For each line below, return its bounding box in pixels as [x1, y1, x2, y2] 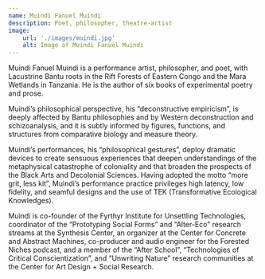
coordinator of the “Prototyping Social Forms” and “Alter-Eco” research [8, 220, 241, 230]
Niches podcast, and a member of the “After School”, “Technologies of [8, 245, 240, 255]
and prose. [8, 88, 44, 98]
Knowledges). [8, 196, 54, 206]
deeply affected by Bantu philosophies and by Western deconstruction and [8, 112, 254, 122]
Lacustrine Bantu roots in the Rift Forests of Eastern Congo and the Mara [8, 72, 247, 81]
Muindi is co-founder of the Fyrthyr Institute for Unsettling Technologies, [8, 211, 247, 221]
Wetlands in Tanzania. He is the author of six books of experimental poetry [8, 81, 253, 90]
